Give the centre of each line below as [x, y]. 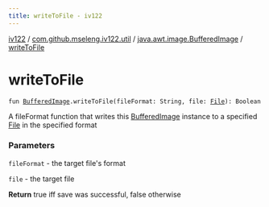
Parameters [31, 146]
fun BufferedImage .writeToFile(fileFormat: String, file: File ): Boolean [135, 101]
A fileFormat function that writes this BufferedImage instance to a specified [133, 116]
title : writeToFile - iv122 [56, 16]
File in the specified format [53, 125]
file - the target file [41, 179]
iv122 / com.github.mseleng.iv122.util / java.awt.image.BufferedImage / [126, 39]
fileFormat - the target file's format [67, 163]
